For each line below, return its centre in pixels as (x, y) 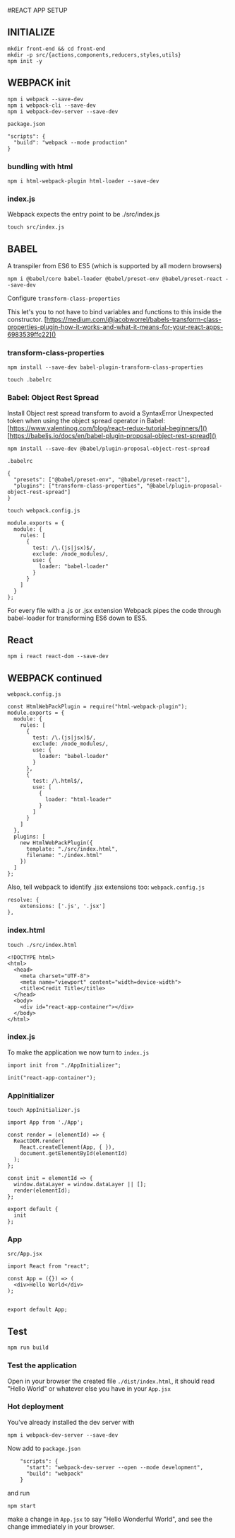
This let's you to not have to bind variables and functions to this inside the (115, 312)
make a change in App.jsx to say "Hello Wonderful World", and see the (110, 1519)
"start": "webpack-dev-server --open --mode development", (114, 1467)
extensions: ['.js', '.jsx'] (63, 906)
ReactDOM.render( (39, 1141)
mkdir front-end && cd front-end (56, 49)
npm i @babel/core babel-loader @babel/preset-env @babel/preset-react (115, 279)
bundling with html (40, 166)
